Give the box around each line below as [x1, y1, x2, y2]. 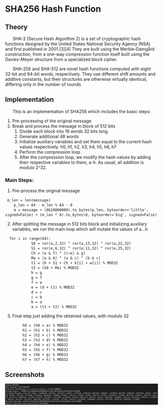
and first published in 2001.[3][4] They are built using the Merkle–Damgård [5, 46, 155, 52]
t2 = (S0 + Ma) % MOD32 [31, 266, 79, 271]
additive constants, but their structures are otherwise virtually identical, [5, 77, 147, 82]
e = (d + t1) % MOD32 [31, 285, 75, 290]
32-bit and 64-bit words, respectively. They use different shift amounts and [5, 71, 156, 77]
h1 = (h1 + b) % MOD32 [22, 328, 68, 333]
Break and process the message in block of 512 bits [12, 123, 115, 129]
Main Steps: [5, 176, 34, 183]
